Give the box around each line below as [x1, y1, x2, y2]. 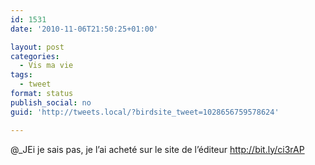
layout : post [10, 42, 65, 52]
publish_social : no [10, 97, 92, 108]
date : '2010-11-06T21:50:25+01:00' [10, 24, 159, 34]
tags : [10, 70, 33, 80]
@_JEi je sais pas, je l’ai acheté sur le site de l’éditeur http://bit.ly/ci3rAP [10, 143, 305, 155]
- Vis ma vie [19, 61, 74, 71]
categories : [10, 51, 60, 61]
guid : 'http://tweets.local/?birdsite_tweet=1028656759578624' [10, 107, 280, 117]
